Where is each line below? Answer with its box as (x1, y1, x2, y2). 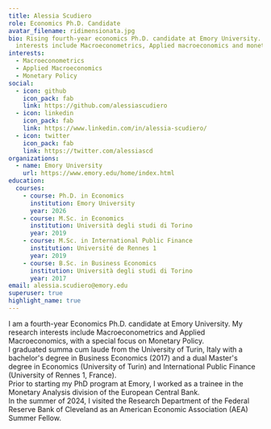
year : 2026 (29, 206, 67, 214)
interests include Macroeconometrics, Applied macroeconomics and (15, 42, 244, 50)
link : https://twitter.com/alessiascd (23, 147, 153, 155)
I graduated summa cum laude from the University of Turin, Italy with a (8, 344, 244, 354)
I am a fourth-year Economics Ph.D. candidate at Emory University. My (8, 319, 244, 328)
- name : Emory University (15, 162, 103, 170)
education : (8, 177, 45, 185)
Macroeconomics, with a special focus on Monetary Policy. (8, 335, 205, 345)
